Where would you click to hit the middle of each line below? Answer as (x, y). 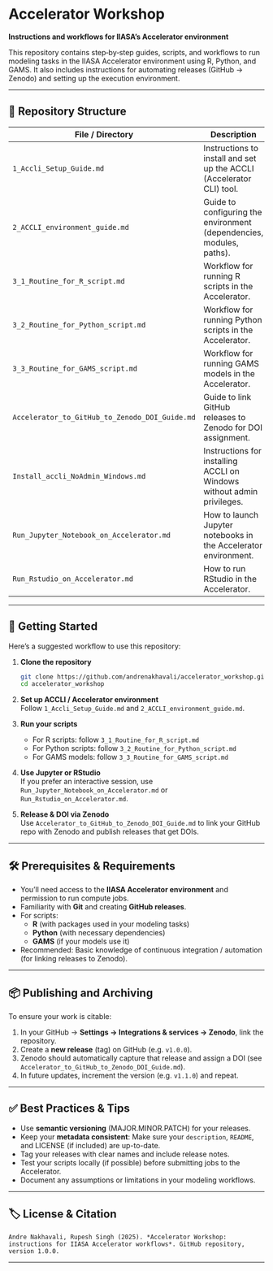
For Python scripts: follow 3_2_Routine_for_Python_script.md (134, 748)
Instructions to (231, 148)
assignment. (227, 437)
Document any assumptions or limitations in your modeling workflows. (138, 1180)
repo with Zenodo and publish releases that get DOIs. (109, 832)
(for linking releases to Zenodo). (74, 959)
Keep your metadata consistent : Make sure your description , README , (137, 1137)
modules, (221, 242)
